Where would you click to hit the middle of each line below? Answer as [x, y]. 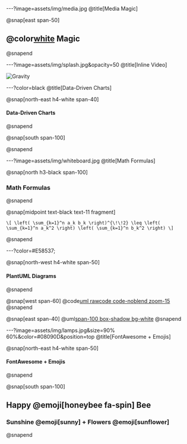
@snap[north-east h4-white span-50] [53, 348]
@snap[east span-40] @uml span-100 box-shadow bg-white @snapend [94, 318]
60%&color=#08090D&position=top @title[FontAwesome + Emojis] [88, 336]
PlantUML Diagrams [31, 276]
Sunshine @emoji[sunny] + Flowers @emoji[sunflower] [88, 422]
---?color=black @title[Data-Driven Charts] [59, 87]
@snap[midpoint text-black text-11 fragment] [61, 212]
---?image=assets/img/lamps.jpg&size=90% [61, 330]
